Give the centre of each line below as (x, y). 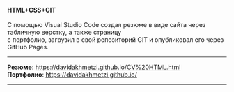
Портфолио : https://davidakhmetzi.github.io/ (72, 75)
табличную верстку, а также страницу (64, 32)
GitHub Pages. (28, 47)
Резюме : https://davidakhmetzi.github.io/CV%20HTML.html (94, 67)
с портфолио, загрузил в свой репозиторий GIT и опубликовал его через (116, 40)
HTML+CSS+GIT (32, 10)
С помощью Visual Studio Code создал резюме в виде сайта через (107, 25)
